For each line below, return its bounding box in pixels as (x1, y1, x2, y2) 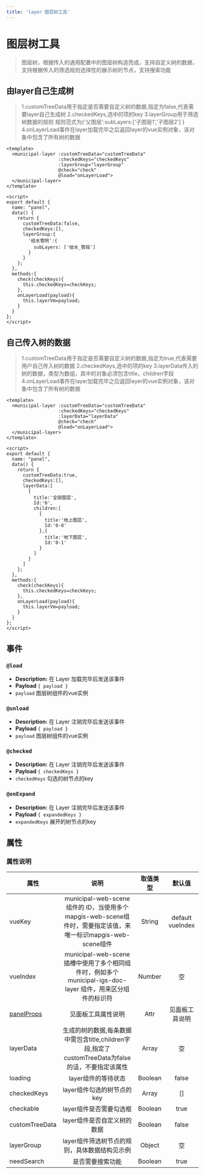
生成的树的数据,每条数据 (63, 1026, 132, 1035)
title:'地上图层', (45, 517, 88, 523)
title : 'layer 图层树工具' (6, 9, 70, 15)
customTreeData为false (63, 1054, 131, 1062)
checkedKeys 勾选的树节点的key (15, 775, 93, 782)
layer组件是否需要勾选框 (62, 1105, 132, 1114)
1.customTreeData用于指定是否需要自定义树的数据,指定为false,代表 (21, 103, 189, 111)
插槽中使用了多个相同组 (63, 959, 131, 968)
